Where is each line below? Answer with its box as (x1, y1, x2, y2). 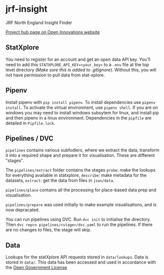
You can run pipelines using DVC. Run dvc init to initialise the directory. (5, 217, 151, 223)
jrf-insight (5, 3, 48, 15)
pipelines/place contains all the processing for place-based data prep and (5, 187, 157, 193)
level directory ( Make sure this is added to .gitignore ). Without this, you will (5, 67, 157, 73)
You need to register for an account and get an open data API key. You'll (5, 56, 151, 62)
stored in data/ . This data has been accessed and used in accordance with (5, 259, 156, 265)
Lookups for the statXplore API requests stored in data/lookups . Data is (5, 254, 148, 260)
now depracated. (5, 207, 40, 213)
